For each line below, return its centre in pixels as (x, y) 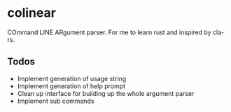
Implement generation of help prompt (71, 86)
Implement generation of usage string (72, 78)
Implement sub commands (56, 101)
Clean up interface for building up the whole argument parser (106, 93)
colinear (31, 13)
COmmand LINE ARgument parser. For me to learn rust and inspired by (109, 32)
